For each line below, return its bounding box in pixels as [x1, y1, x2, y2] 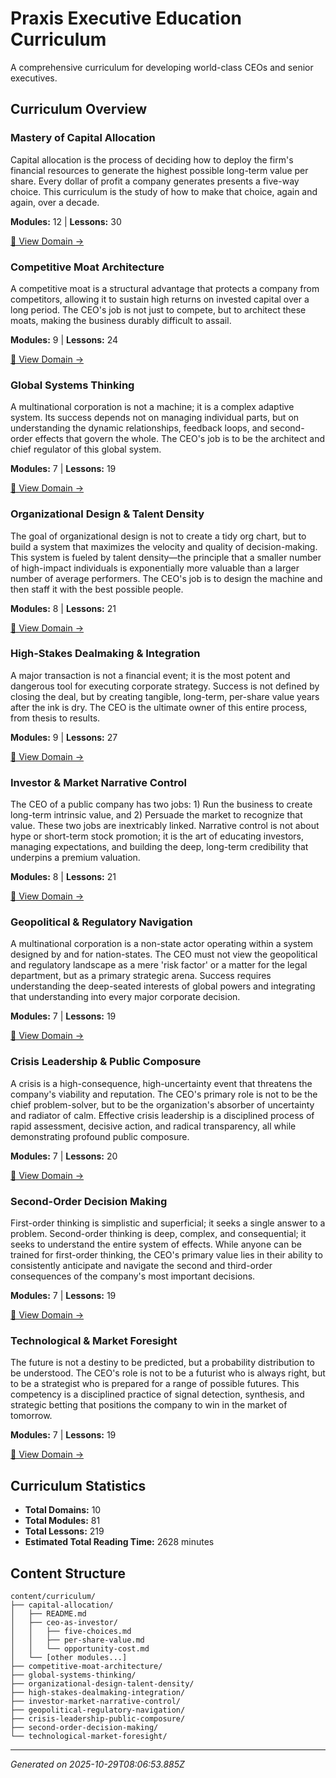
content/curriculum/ [10, 1591, 97, 1601]
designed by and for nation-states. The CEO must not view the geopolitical [10, 948, 318, 961]
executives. [10, 72, 58, 84]
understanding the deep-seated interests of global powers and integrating [10, 980, 316, 992]
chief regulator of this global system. [10, 443, 162, 456]
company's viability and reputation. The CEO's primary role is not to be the [10, 1088, 318, 1100]
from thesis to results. [10, 712, 101, 724]
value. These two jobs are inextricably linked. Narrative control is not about [10, 820, 320, 832]
